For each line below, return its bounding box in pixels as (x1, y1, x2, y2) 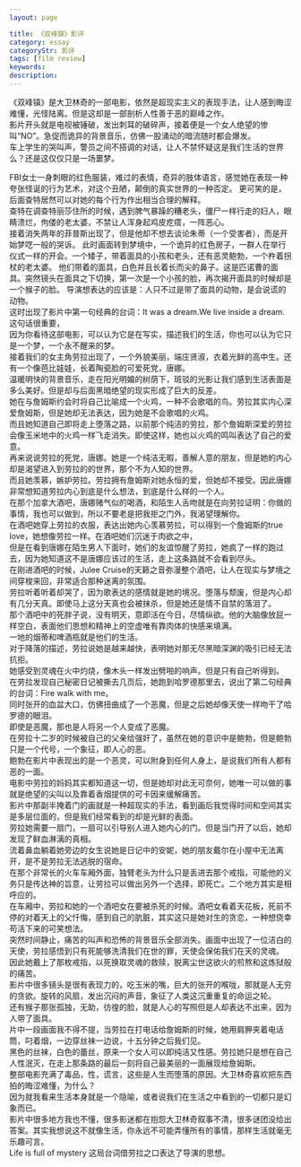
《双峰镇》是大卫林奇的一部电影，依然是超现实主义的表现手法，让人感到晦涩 (9, 96, 292, 108)
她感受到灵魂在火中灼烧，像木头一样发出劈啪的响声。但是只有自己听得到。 (9, 665, 284, 675)
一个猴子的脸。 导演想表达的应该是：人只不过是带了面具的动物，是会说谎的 (9, 283, 287, 294)
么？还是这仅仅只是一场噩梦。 (9, 152, 119, 163)
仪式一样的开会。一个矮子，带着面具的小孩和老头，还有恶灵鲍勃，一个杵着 (9, 250, 284, 261)
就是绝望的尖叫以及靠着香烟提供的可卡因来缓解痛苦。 (9, 788, 206, 799)
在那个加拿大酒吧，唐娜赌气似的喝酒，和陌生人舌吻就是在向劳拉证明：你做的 (9, 497, 292, 508)
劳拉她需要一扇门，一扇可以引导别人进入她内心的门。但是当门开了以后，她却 (9, 822, 292, 832)
